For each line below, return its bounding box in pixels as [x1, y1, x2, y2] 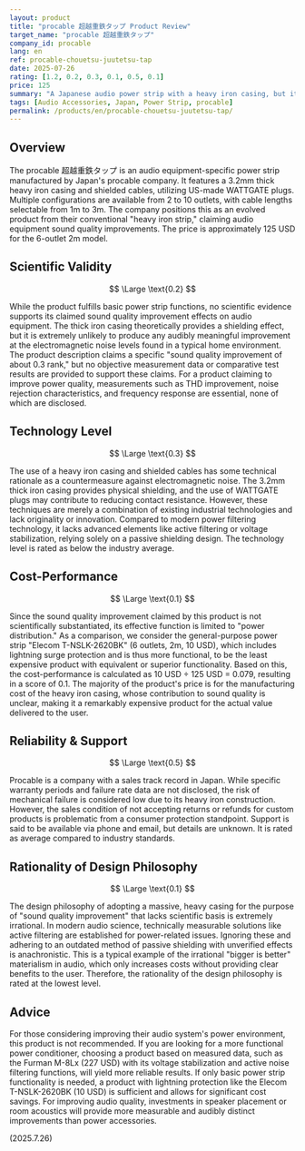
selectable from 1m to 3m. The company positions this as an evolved [9, 204, 266, 215]
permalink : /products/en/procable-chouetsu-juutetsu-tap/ [9, 106, 233, 115]
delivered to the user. [9, 707, 89, 718]
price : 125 [9, 81, 51, 90]
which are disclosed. [9, 397, 87, 408]
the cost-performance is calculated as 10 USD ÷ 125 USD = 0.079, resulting [9, 668, 291, 679]
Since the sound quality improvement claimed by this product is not [9, 610, 261, 622]
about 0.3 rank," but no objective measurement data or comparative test [9, 359, 280, 369]
